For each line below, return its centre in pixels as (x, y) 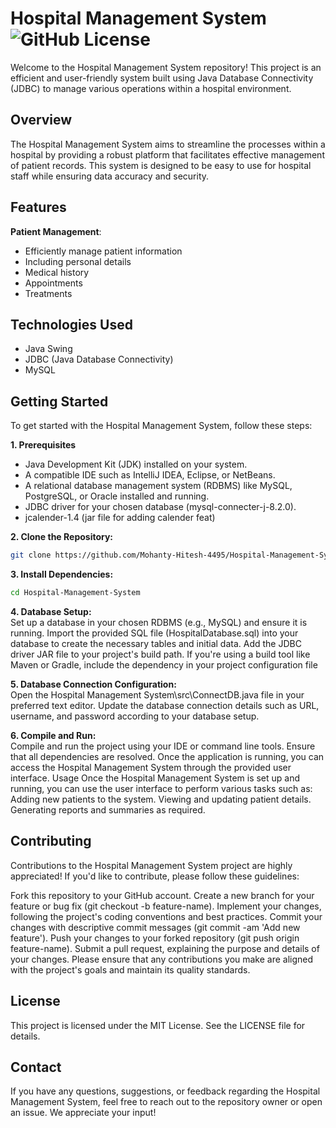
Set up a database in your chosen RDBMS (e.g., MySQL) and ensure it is (159, 622)
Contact (36, 1067)
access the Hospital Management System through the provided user (151, 767)
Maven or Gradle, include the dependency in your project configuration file (164, 664)
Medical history (57, 272)
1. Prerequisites (43, 445)
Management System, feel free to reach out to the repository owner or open (166, 1102)
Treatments (48, 293)
